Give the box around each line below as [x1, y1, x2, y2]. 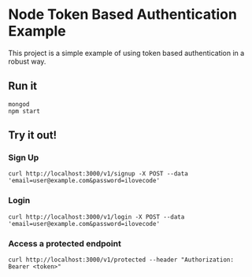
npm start [8, 107, 41, 115]
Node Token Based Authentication [8, 6, 238, 24]
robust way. [8, 57, 46, 66]
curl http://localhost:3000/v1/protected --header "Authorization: [8, 256, 235, 264]
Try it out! [8, 128, 57, 142]
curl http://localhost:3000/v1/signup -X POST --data [8, 170, 189, 178]
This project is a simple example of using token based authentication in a [8, 48, 245, 57]
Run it [8, 79, 38, 93]
